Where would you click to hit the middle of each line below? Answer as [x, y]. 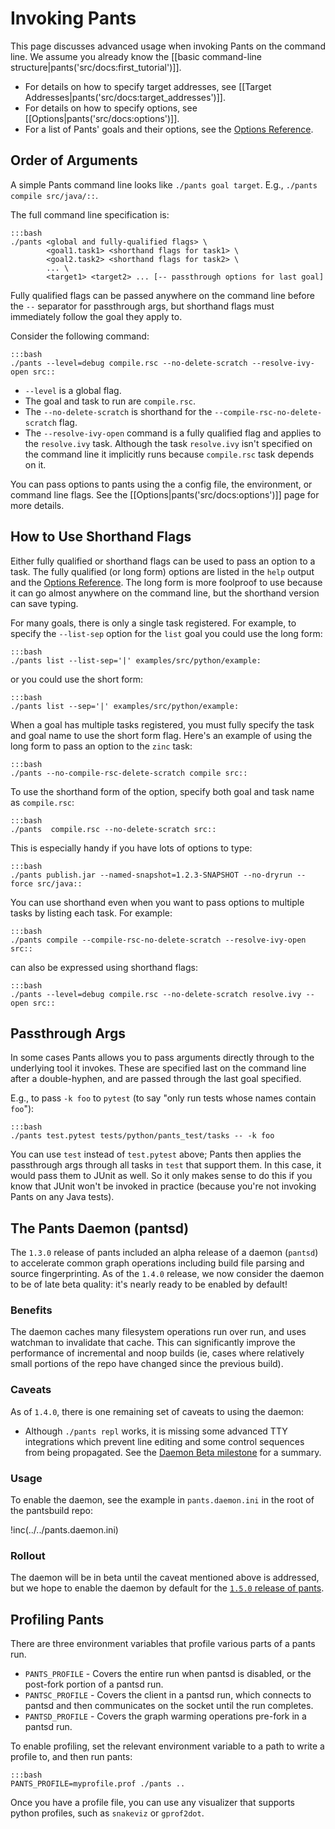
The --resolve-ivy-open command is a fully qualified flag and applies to [173, 433]
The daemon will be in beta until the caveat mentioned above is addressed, [165, 1578]
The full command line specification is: [90, 214]
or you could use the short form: [77, 679]
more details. [37, 505]
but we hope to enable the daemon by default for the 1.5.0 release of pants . [167, 1588]
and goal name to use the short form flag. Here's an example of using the [161, 735]
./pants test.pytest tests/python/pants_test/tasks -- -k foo [142, 1136]
